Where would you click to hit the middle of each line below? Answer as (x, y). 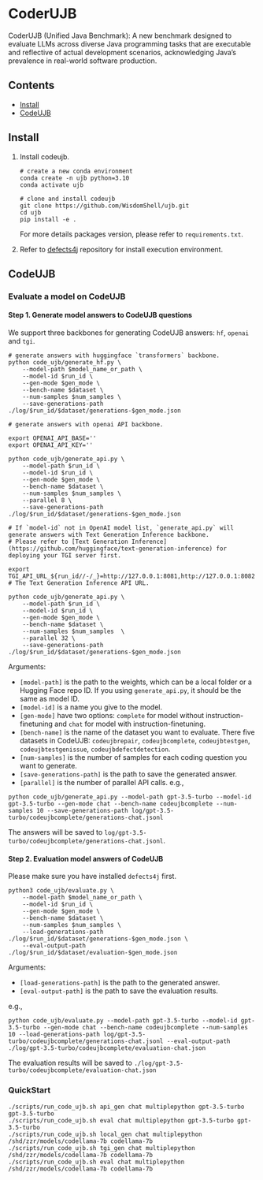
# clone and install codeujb (67, 199)
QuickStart (30, 1090)
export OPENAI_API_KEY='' (50, 445)
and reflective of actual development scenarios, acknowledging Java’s (122, 52)
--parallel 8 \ (47, 501)
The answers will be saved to (56, 832)
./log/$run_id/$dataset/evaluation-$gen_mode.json (93, 953)
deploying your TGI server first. (65, 556)
